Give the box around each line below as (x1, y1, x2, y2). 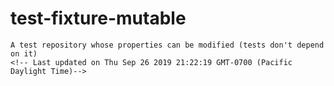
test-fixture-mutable (10, 7, 187, 30)
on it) (10, 48, 38, 59)
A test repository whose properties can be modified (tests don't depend (10, 40, 325, 50)
